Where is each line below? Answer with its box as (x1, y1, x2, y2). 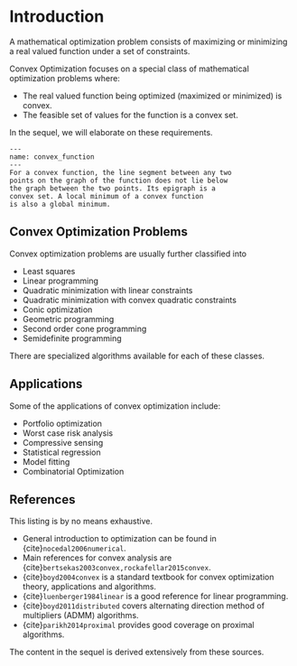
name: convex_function (9, 152, 95, 162)
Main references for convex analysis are (22, 552, 172, 563)
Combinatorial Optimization (22, 466, 125, 476)
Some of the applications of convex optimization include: (9, 400, 221, 412)
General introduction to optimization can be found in (22, 533, 217, 544)
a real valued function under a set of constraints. (9, 45, 190, 56)
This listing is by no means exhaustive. (9, 516, 153, 527)
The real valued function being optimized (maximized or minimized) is (22, 90, 283, 101)
